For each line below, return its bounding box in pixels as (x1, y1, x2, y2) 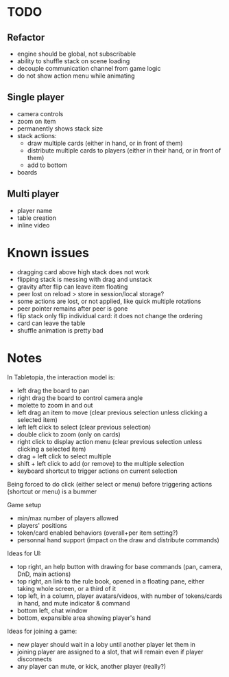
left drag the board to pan (16, 386, 90, 395)
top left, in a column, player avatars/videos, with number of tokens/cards (16, 592, 223, 600)
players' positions (16, 521, 67, 529)
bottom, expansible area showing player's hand (16, 613, 152, 622)
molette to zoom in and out (16, 401, 93, 409)
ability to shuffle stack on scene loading (16, 57, 130, 65)
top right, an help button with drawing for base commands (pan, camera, (16, 562, 223, 570)
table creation (16, 214, 57, 222)
